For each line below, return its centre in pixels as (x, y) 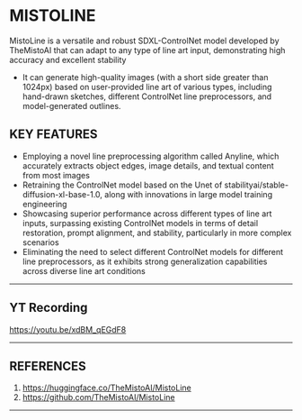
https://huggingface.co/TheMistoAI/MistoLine (107, 388)
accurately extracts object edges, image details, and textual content (148, 165)
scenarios (41, 242)
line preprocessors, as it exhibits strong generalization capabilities (145, 261)
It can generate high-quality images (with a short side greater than (145, 77)
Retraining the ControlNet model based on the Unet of (122, 185)
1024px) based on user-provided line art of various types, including (147, 87)
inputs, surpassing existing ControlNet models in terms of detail (140, 223)
